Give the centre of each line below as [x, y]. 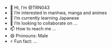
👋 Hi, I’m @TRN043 [30, 8]
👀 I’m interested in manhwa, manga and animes [58, 13]
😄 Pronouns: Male [29, 36]
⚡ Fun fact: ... [23, 41]
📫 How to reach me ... [33, 29]
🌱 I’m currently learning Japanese [45, 18]
